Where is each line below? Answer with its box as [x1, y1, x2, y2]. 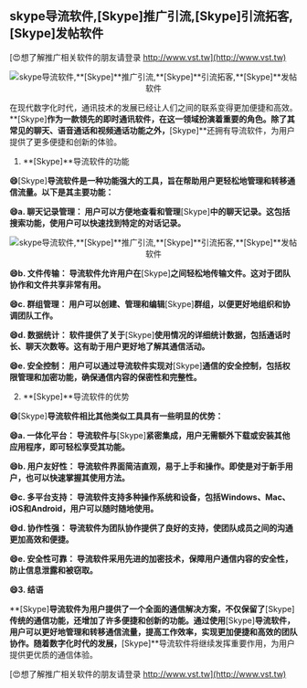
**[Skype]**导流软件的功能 [22, 155, 130, 166]
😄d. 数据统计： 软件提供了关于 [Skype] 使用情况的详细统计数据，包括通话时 [9, 329, 291, 340]
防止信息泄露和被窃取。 [9, 565, 98, 576]
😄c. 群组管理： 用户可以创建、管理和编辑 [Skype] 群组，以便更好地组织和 [9, 298, 283, 309]
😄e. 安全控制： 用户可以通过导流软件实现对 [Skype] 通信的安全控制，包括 [9, 360, 283, 371]
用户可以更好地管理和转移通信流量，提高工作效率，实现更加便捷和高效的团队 [9, 626, 298, 637]
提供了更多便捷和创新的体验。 [9, 136, 122, 147]
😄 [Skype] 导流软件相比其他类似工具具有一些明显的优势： [9, 410, 224, 421]
